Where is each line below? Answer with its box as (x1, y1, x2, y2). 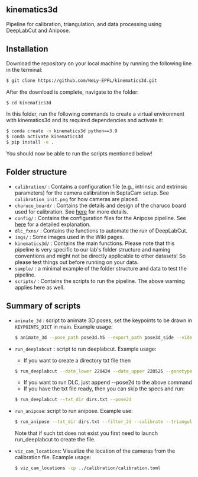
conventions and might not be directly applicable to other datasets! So (14, 252, 186, 259)
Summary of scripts (6, 301, 81, 311)
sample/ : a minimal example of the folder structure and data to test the (14, 265, 187, 272)
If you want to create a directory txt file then (23, 357, 131, 364)
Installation (6, 44, 48, 54)
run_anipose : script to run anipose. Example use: (14, 408, 133, 415)
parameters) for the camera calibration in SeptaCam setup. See (14, 189, 170, 196)
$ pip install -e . (6, 139, 54, 145)
